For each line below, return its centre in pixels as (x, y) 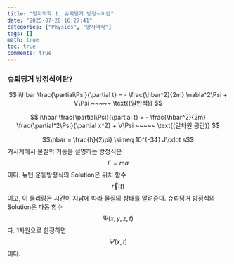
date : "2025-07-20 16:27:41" (50, 20)
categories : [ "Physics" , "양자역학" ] (60, 27)
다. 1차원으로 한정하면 (37, 230)
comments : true (30, 54)
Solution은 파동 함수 (35, 207)
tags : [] (20, 33)
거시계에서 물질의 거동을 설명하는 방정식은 (65, 151)
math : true (23, 40)
